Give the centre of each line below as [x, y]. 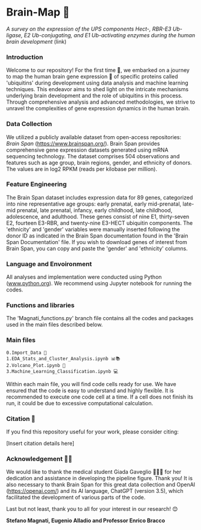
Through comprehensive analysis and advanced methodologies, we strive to [101, 102]
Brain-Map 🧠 [38, 12]
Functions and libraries [40, 305]
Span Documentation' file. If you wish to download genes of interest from [97, 242]
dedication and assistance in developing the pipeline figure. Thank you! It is [100, 478]
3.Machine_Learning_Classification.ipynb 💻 [62, 371]
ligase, [14, 35]
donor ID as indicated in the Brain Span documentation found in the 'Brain [97, 236]
